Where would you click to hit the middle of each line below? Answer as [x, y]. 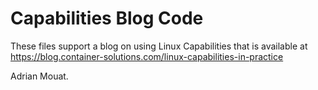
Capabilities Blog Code [107, 18]
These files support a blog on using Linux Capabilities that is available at [159, 46]
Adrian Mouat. [39, 76]
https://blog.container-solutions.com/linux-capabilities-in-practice [147, 56]
